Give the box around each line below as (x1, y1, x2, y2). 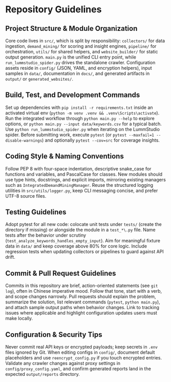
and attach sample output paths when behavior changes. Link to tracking (5, 304, 160, 311)
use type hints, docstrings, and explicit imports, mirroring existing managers (5, 176, 166, 183)
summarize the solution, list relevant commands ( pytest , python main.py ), (5, 299, 160, 305)
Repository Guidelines (5, 4, 102, 15)
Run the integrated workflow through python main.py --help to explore (5, 115, 155, 121)
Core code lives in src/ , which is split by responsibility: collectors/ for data (5, 37, 165, 44)
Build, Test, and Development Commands (5, 91, 140, 100)
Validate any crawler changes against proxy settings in (5, 360, 121, 367)
